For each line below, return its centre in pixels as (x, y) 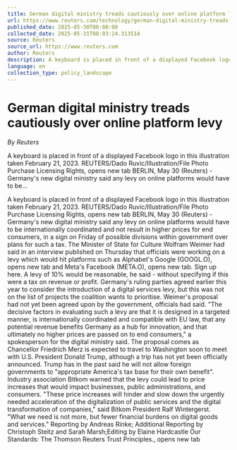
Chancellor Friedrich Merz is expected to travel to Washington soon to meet (117, 349)
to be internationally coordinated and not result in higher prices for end (110, 229)
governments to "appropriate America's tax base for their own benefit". (111, 372)
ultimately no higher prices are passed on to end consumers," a (99, 334)
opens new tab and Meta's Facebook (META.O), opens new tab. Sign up (112, 267)
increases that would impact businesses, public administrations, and (107, 387)
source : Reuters (31, 40)
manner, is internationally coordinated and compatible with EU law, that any (116, 320)
